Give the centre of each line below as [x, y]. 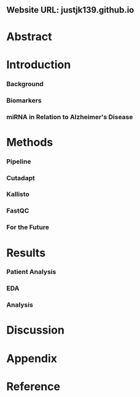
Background [25, 84]
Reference [33, 386]
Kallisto [18, 194]
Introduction [39, 65]
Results [26, 253]
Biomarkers [24, 100]
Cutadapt [21, 178]
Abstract [29, 37]
